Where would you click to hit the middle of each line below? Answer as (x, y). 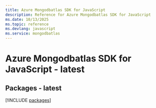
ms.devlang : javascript (30, 29)
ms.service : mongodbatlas (33, 33)
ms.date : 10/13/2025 (27, 19)
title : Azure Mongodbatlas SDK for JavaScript (55, 10)
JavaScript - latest (45, 69)
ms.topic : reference (27, 24)
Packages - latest (34, 88)
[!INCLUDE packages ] (28, 100)
